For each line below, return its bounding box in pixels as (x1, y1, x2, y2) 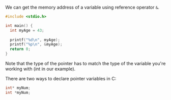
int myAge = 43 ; (10, 28, 44, 33)
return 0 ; (10, 46, 31, 52)
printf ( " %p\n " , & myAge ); (10, 42, 63, 47)
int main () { (5, 23, 33, 28)
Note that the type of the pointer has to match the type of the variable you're (5, 61, 166, 66)
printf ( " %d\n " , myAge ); (10, 37, 60, 42)
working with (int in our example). (5, 66, 76, 72)
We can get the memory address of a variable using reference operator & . (5, 5, 159, 10)
